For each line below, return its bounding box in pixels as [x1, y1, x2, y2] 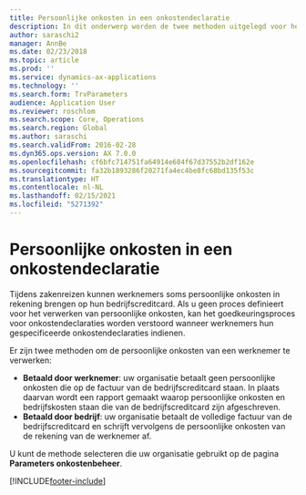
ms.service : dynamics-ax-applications [9, 73, 157, 82]
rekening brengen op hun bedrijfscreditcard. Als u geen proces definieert [9, 298, 284, 309]
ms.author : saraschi [9, 132, 88, 141]
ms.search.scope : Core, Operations [9, 115, 145, 124]
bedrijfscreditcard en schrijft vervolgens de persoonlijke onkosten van [22, 420, 286, 431]
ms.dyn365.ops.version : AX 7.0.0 [9, 149, 137, 158]
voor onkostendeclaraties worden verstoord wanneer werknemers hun [9, 317, 274, 328]
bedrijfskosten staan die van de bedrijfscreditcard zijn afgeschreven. [22, 401, 280, 412]
